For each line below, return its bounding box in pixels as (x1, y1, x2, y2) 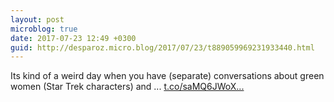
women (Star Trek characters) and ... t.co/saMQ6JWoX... (10, 81, 245, 93)
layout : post (10, 14, 65, 25)
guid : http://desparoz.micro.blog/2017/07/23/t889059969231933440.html (10, 42, 315, 53)
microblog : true (10, 24, 78, 34)
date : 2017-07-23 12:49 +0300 (10, 33, 137, 43)
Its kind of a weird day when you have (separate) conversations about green (10, 70, 325, 82)
